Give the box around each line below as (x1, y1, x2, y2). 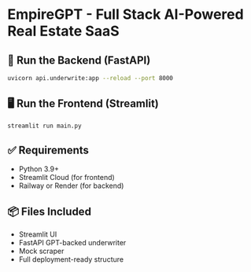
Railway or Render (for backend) (18, 181, 124, 190)
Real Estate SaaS (7, 22, 120, 40)
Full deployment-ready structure (18, 255, 124, 264)
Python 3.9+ (18, 164, 60, 174)
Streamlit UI (18, 230, 57, 239)
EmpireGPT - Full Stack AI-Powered (7, 6, 245, 24)
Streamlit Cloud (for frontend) (18, 173, 115, 182)
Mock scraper (18, 246, 65, 256)
